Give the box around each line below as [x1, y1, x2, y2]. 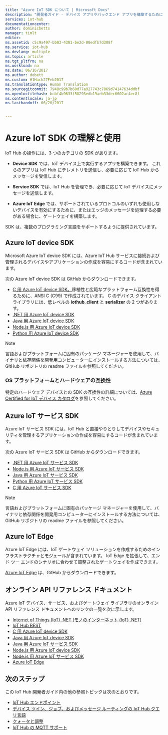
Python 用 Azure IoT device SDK [12, 330, 79, 336]
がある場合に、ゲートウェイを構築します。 [12, 213, 100, 219]
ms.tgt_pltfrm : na [5, 59, 43, 64]
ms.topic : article [5, 54, 43, 59]
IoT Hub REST [12, 622, 41, 628]
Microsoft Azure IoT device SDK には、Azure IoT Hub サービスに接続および [5, 253, 160, 259]
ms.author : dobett [5, 73, 43, 78]
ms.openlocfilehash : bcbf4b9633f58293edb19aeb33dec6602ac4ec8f [5, 91, 140, 96]
